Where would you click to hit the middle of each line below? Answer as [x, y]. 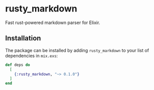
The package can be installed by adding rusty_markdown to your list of [77, 50]
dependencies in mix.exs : [32, 55]
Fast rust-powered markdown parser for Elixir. [53, 22]
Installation [23, 38]
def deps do [18, 65]
